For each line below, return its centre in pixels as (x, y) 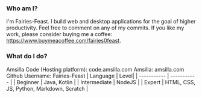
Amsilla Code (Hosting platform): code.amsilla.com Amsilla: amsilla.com (95, 69)
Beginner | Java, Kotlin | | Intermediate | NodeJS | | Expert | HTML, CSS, (106, 82)
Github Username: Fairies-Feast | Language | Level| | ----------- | (88, 76)
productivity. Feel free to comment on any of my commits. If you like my (95, 28)
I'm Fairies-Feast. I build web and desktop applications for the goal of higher (101, 22)
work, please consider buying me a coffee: (59, 34)
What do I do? (27, 57)
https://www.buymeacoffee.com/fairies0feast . (64, 41)
